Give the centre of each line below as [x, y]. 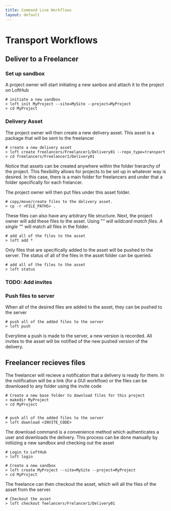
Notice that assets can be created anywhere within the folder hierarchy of [83, 166]
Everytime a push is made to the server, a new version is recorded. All [79, 336]
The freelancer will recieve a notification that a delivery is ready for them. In [85, 375]
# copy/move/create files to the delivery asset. [59, 201]
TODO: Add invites [29, 282]
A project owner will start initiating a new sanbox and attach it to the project [85, 85]
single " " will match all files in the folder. [47, 227]
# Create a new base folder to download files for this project [75, 395]
